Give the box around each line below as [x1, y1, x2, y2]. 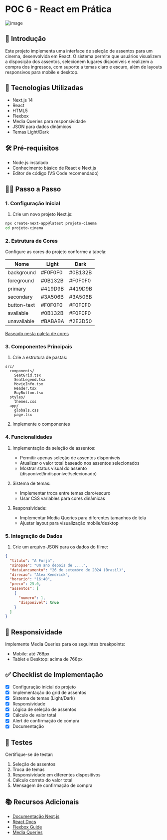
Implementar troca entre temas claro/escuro [19, 490, 111, 496]
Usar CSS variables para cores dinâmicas [19, 495, 106, 501]
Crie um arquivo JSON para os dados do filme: [12, 544, 109, 550]
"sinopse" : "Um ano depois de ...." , [9, 563, 88, 568]
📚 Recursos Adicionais [5, 797, 79, 806]
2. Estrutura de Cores [5, 237, 58, 244]
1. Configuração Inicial [5, 200, 61, 207]
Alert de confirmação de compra [12, 718, 80, 724]
